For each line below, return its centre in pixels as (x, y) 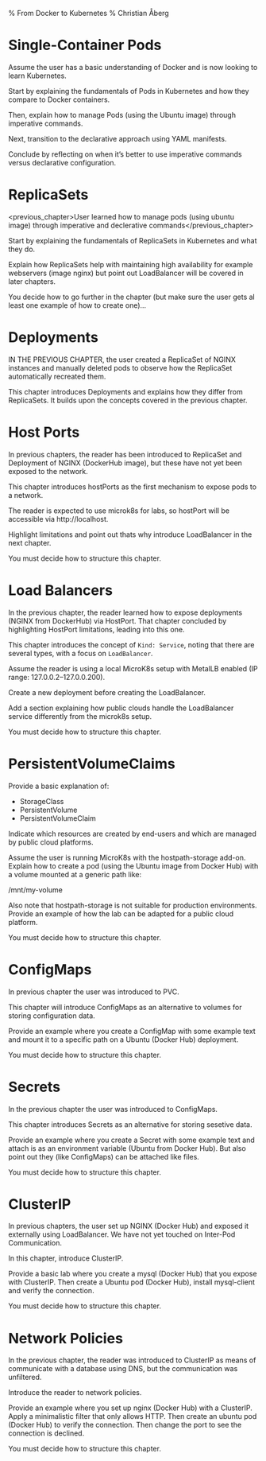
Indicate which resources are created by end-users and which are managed (132, 833)
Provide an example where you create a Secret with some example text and (132, 1140)
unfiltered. (25, 1377)
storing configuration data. (52, 1016)
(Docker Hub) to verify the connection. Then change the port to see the (125, 1425)
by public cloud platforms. (51, 842)
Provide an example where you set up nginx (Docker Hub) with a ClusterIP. (130, 1408)
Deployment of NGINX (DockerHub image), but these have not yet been (125, 463)
